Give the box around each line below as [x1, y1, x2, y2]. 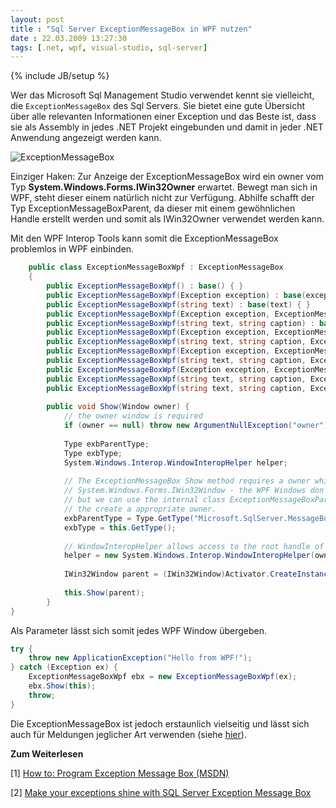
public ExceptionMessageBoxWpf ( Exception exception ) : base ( [46, 290, 307, 300]
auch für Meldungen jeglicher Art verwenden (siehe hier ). [10, 728, 247, 740]
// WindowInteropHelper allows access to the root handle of [63, 541, 325, 551]
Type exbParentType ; [63, 439, 150, 449]
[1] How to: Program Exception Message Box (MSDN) [10, 767, 230, 779]
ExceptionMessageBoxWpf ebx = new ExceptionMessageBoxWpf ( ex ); [28, 672, 298, 682]
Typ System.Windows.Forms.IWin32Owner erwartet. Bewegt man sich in [10, 181, 318, 193]
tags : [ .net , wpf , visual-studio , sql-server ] [10, 42, 208, 53]
